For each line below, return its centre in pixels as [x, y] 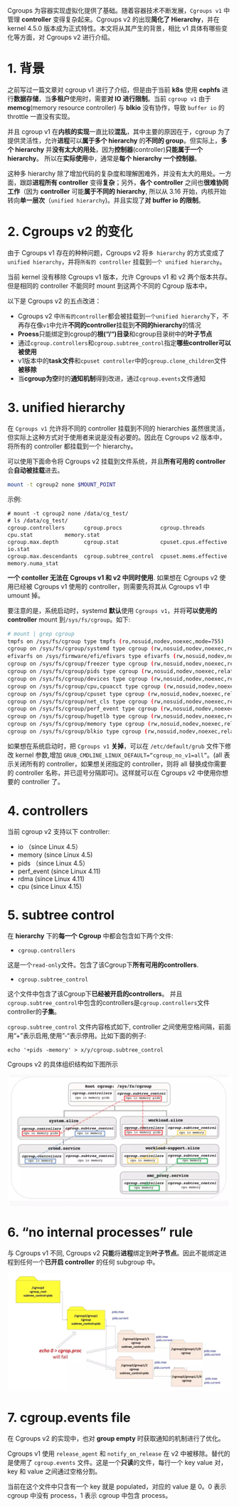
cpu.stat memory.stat [54, 535]
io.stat [19, 549]
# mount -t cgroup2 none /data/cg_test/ [68, 513]
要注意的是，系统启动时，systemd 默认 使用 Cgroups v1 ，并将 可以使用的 [112, 610]
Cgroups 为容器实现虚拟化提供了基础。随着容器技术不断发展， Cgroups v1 [115, 10]
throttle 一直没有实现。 [41, 116]
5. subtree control [61, 915]
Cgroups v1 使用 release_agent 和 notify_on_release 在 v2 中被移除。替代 [116, 1454]
